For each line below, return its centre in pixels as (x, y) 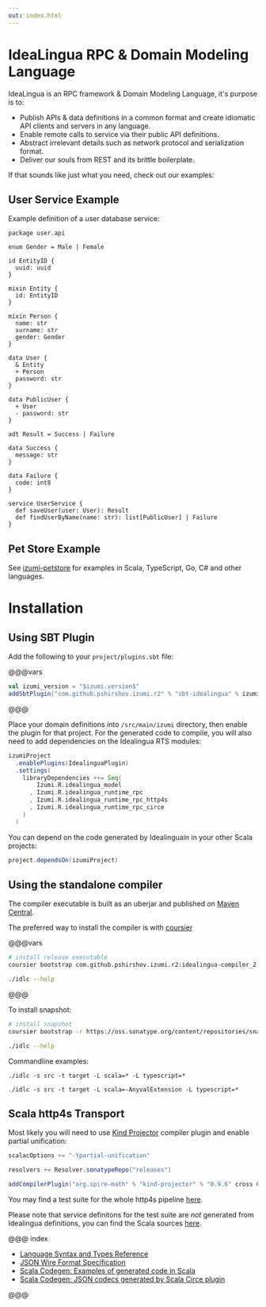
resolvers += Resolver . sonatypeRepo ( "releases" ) (90, 1170)
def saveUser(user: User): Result (72, 511)
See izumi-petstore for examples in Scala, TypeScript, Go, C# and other (125, 568)
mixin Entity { (33, 289)
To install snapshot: (40, 1010)
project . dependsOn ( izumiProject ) (63, 860)
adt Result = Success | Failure (61, 434)
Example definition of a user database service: (84, 219)
